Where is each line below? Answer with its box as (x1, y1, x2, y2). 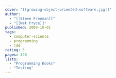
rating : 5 (5, 47, 25, 52)
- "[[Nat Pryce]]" (9, 20, 47, 26)
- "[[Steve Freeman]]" (9, 16, 55, 21)
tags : (5, 30, 16, 34)
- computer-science (9, 34, 49, 39)
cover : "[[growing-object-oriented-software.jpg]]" (5, 7, 112, 12)
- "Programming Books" (9, 61, 55, 66)
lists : (5, 57, 18, 62)
